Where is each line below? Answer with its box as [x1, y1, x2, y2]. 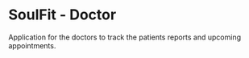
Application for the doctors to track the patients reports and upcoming [8, 32, 242, 42]
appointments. [8, 40, 56, 50]
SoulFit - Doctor [8, 6, 117, 24]
